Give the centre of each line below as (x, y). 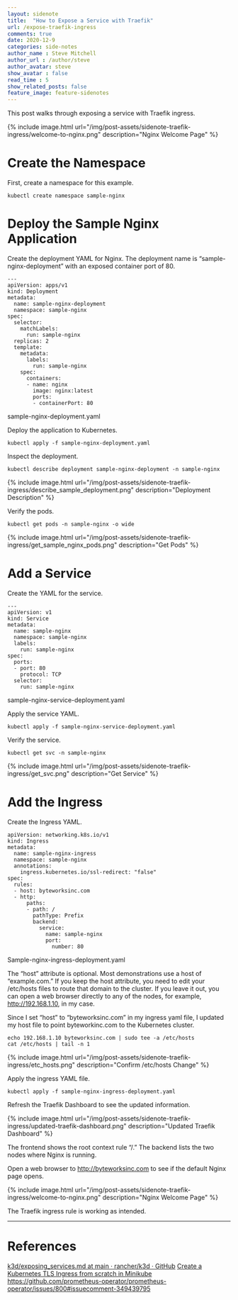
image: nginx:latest (63, 391)
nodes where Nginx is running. (52, 1155)
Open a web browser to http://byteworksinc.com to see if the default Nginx (117, 1168)
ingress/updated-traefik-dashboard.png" (67, 1126)
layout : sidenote (33, 14)
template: (28, 348)
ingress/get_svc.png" (38, 773)
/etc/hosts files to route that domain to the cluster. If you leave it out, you (113, 988)
